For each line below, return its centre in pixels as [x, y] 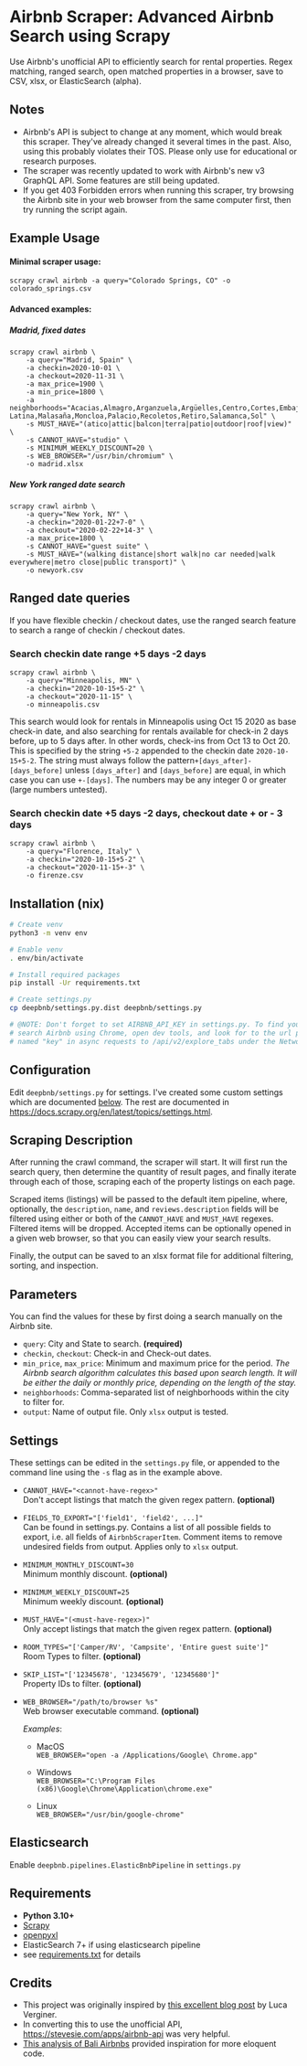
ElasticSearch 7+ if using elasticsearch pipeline [111, 1944]
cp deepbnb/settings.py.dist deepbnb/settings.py [106, 1008]
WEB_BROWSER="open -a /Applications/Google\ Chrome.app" [147, 1755]
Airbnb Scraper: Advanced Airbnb [142, 17]
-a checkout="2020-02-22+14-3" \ [90, 530]
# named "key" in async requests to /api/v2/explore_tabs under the [143, 1041]
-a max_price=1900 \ [65, 384]
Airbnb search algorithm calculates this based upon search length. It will [159, 1373]
